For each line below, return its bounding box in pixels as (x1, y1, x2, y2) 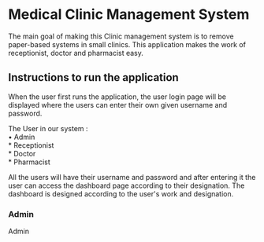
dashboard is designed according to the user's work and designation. (8, 189, 234, 198)
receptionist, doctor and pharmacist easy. (8, 48, 144, 57)
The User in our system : (8, 123, 88, 133)
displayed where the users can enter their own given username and (8, 100, 228, 109)
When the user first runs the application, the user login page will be (8, 92, 227, 101)
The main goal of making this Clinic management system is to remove (8, 31, 234, 41)
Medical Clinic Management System (8, 5, 250, 24)
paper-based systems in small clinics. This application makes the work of (8, 39, 247, 49)
